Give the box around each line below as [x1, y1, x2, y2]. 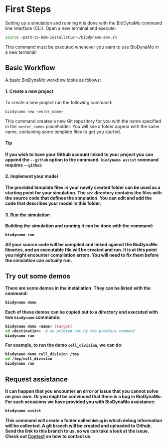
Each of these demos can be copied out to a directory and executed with [5, 309, 158, 315]
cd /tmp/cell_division [5, 356, 52, 362]
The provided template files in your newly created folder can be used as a [5, 184, 161, 190]
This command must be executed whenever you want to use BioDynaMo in [5, 44, 160, 50]
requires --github [5, 162, 42, 168]
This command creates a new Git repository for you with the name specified [5, 118, 162, 124]
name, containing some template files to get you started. [5, 129, 121, 135]
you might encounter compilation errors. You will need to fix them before [5, 252, 159, 258]
